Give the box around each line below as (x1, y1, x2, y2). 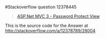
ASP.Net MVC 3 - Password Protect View (17, 13, 100, 19)
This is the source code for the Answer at (5, 23, 88, 28)
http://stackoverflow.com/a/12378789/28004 (5, 28, 96, 33)
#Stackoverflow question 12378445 (5, 4, 77, 10)
